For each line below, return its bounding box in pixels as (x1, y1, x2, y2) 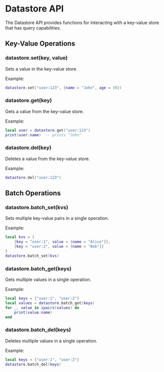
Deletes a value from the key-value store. (5, 156, 90, 162)
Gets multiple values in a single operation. (5, 276, 91, 283)
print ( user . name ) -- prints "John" (5, 132, 81, 138)
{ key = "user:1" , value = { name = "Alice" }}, (14, 239, 111, 244)
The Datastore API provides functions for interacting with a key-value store (5, 20, 159, 26)
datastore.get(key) (5, 97, 52, 104)
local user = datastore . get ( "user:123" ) (5, 128, 91, 133)
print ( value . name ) (14, 310, 52, 315)
